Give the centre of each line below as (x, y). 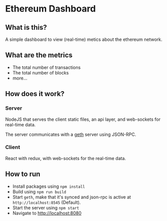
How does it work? (35, 94)
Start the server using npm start (46, 207)
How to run (23, 174)
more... (20, 78)
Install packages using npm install (49, 186)
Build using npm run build (39, 191)
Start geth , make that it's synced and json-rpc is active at (72, 197)
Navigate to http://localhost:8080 (47, 213)
